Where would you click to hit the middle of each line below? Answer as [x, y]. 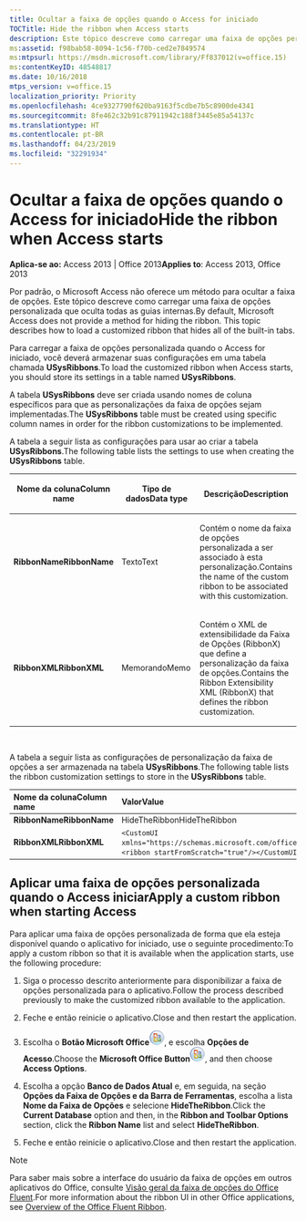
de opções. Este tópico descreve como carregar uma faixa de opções [140, 301]
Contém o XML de [234, 624]
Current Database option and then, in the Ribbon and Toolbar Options [155, 1115]
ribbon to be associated [244, 586]
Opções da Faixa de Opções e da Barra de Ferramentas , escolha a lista [158, 1095]
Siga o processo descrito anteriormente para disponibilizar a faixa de [152, 980]
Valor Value [143, 802]
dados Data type [157, 499]
